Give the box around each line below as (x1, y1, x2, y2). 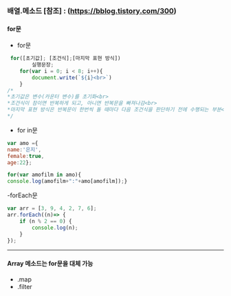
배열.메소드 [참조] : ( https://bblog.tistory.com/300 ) (7, 6, 177, 15)
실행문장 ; (32, 61, 54, 68)
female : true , (7, 152, 45, 159)
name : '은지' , (7, 146, 42, 153)
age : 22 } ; (7, 159, 32, 166)
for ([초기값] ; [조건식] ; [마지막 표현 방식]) (10, 55, 121, 62)
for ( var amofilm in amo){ (7, 171, 81, 179)
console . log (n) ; (32, 224, 78, 231)
